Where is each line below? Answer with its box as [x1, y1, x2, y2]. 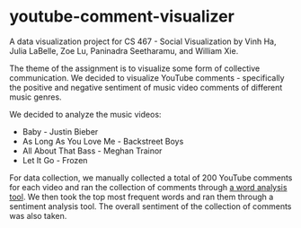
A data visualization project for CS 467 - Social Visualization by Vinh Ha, [9, 36, 277, 47]
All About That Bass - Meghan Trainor [22, 145, 163, 156]
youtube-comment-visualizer [9, 6, 235, 27]
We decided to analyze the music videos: [9, 109, 162, 119]
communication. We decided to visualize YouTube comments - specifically [9, 72, 285, 83]
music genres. [9, 92, 62, 102]
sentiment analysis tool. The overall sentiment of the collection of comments [9, 200, 292, 212]
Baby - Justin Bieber [22, 126, 99, 136]
